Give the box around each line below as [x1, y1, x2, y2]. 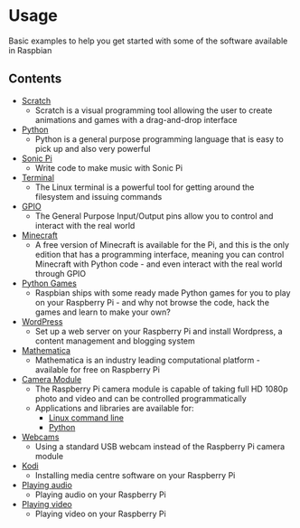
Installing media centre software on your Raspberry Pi [34, 469, 236, 480]
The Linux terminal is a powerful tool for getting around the [34, 182, 255, 193]
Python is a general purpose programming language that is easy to [34, 133, 284, 145]
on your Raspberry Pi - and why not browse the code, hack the [34, 297, 270, 307]
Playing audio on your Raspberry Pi [34, 489, 166, 500]
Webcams [21, 431, 60, 442]
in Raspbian [8, 44, 52, 55]
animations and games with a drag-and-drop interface [34, 114, 238, 125]
